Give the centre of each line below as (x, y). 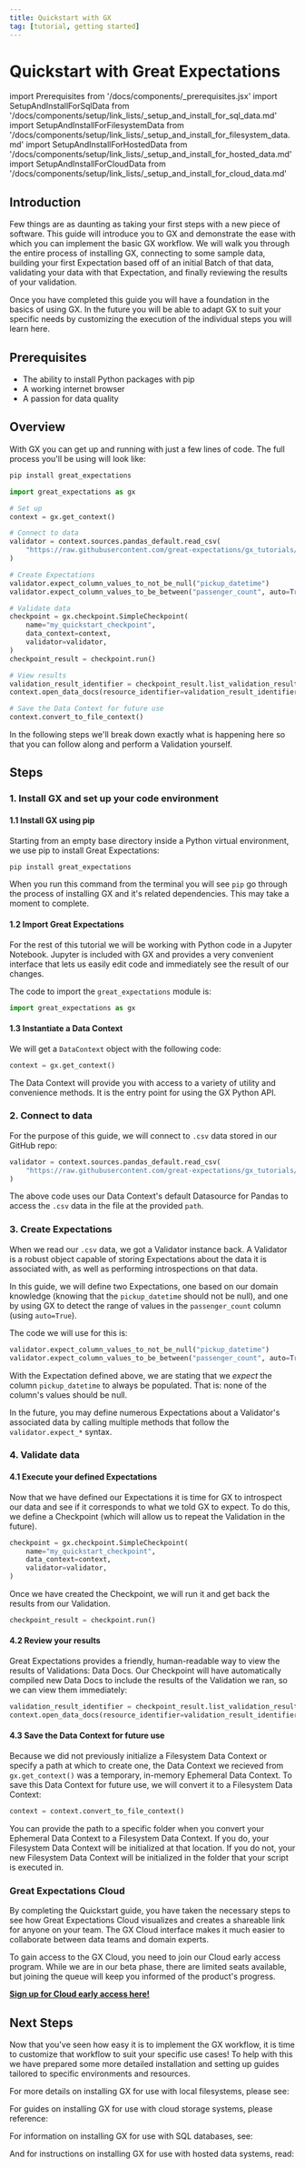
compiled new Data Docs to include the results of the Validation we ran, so (148, 1681)
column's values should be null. (69, 1395)
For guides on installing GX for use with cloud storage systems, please (141, 2109)
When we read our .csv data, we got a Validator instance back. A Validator (148, 1249)
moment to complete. (49, 903)
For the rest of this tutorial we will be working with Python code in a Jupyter (151, 944)
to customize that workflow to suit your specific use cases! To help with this (151, 2054)
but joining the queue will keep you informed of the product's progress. (143, 1977)
